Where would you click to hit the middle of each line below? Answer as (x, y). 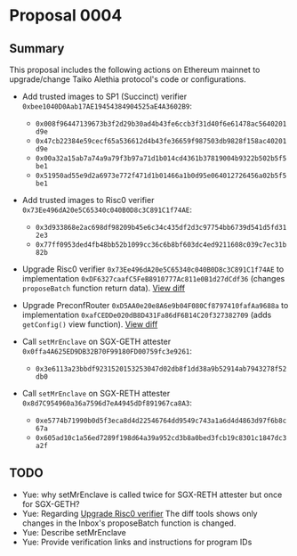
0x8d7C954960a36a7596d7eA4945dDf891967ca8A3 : (107, 403)
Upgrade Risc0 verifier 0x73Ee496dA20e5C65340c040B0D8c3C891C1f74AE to (153, 269)
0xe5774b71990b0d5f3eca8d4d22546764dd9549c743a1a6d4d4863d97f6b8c (161, 421)
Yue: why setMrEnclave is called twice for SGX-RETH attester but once (152, 495)
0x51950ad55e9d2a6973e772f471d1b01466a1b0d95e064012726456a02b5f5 (161, 176)
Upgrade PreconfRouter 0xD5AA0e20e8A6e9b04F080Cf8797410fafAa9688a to (155, 305)
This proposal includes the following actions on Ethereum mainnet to (135, 69)
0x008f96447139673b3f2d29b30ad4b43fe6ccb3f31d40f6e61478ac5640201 (161, 124)
